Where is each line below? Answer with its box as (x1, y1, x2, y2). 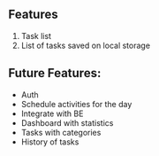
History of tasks (20, 136, 79, 147)
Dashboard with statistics (20, 117, 114, 128)
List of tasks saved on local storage (20, 40, 151, 51)
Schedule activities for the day (20, 98, 132, 109)
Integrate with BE (20, 108, 84, 119)
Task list (20, 30, 52, 41)
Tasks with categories (20, 127, 102, 137)
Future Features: (8, 66, 102, 81)
